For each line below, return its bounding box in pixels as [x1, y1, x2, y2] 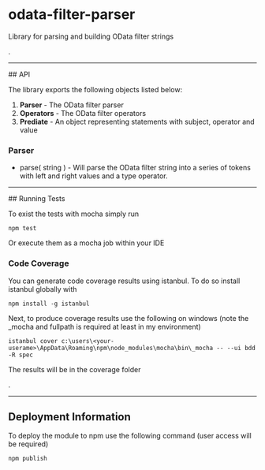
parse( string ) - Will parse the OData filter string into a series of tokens [19, 163, 251, 173]
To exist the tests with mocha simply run [8, 209, 140, 218]
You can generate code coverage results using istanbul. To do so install [8, 276, 241, 285]
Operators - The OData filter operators [19, 108, 147, 117]
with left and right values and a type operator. [19, 171, 168, 181]
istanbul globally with [8, 284, 77, 293]
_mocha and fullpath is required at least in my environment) [8, 322, 201, 331]
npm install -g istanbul [8, 300, 90, 308]
